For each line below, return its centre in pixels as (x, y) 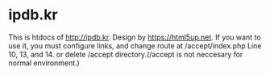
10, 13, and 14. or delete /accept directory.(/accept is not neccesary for (126, 54)
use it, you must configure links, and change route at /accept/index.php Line (135, 45)
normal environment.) (44, 63)
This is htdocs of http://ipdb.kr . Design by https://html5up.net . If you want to (135, 37)
